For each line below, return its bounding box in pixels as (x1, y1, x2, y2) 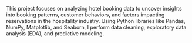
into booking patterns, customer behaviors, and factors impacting (6, 11, 165, 18)
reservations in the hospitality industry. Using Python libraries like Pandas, (6, 18, 186, 24)
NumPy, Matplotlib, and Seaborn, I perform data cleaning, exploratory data (6, 24, 187, 31)
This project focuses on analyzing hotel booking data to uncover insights (6, 5, 182, 12)
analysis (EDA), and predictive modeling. (6, 30, 105, 37)
